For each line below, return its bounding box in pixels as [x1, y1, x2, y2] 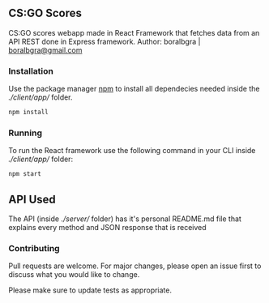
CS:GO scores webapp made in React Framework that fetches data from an [8, 28, 260, 37]
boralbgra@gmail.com [8, 45, 83, 55]
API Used [8, 192, 57, 206]
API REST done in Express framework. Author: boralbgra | [8, 36, 201, 46]
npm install [8, 109, 49, 117]
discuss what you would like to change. [8, 270, 140, 280]
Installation [8, 65, 54, 76]
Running [8, 127, 43, 139]
